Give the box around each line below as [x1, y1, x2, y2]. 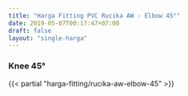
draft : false [8, 26, 52, 34]
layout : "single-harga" [8, 34, 88, 42]
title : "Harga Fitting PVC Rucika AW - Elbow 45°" [8, 11, 181, 20]
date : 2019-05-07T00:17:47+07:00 [8, 19, 120, 27]
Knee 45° [8, 61, 46, 72]
